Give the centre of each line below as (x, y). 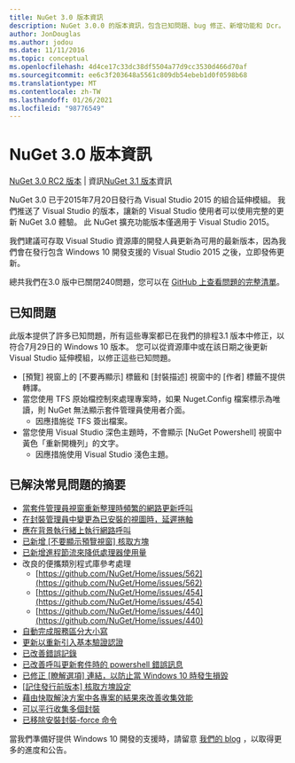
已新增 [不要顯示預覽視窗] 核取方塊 (85, 541)
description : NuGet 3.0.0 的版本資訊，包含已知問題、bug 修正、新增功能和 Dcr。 (147, 26)
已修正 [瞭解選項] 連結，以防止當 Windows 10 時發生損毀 (125, 675)
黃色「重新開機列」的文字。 (73, 443)
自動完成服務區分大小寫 (65, 631)
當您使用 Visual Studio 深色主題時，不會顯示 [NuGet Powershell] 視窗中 (152, 432)
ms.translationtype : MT (53, 83)
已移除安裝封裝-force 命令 (70, 720)
